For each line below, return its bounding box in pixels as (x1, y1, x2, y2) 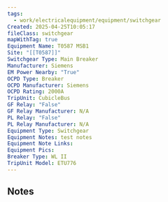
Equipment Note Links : (7, 140, 73, 147)
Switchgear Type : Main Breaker (7, 56, 99, 63)
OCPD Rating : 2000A (7, 88, 64, 95)
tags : (7, 10, 23, 17)
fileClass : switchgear (7, 29, 73, 37)
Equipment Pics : (7, 147, 55, 154)
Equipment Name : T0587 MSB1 (7, 43, 90, 50)
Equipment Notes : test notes (7, 134, 92, 140)
